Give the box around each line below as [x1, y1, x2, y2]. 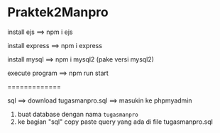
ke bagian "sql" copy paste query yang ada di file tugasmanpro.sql [17, 117, 213, 126]
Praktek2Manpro [7, 4, 109, 21]
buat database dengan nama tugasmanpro [17, 110, 138, 118]
